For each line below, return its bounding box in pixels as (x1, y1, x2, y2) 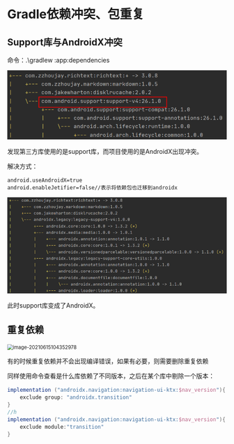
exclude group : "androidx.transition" (19, 394, 132, 401)
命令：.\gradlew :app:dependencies (7, 56, 110, 64)
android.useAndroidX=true (7, 177, 82, 184)
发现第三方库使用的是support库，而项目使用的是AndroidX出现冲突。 (7, 148, 203, 156)
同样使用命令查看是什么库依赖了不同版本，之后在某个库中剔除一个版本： (7, 372, 214, 380)
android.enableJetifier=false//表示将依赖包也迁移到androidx (7, 184, 178, 191)
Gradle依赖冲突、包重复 (7, 6, 145, 22)
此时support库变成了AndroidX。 (7, 301, 100, 310)
